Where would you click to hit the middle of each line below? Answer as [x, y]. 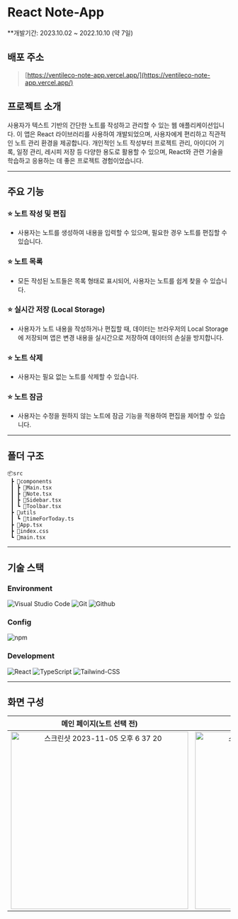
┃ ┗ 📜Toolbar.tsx [36, 507]
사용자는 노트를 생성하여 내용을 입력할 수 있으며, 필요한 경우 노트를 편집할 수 [123, 233]
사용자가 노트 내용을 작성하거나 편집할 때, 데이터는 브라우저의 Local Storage [123, 329]
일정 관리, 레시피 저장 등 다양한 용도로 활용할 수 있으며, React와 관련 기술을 [120, 152]
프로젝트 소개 [34, 107]
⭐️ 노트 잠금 [25, 397]
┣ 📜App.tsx [26, 525]
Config [19, 622]
